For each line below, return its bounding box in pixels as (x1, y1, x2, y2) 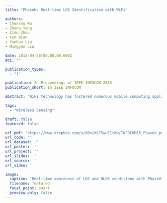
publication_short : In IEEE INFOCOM (5, 85, 81, 90)
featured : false (5, 121, 39, 126)
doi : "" (5, 58, 21, 63)
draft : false (5, 117, 32, 122)
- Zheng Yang (5, 25, 32, 30)
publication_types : (5, 67, 46, 72)
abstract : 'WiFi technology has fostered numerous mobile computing (5, 94, 150, 99)
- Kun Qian (5, 35, 28, 40)
